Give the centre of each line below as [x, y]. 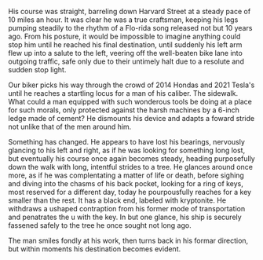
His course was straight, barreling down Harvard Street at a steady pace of [130, 11]
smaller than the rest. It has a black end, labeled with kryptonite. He [117, 200]
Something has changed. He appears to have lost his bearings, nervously [127, 142]
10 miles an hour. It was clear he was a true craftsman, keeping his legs [123, 20]
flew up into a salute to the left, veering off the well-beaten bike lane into [126, 53]
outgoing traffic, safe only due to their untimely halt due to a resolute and [126, 61]
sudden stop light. [37, 70]
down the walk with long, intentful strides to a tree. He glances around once [131, 167]
